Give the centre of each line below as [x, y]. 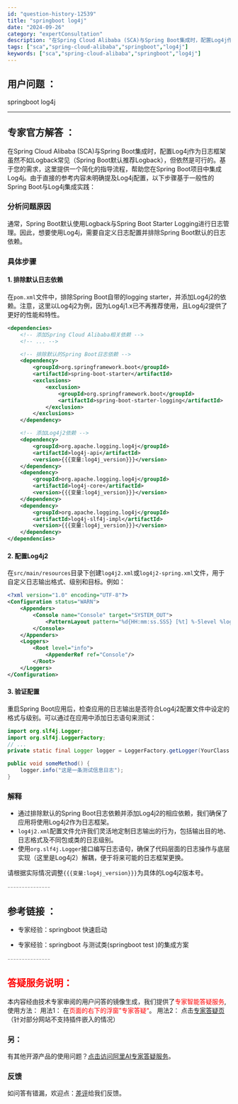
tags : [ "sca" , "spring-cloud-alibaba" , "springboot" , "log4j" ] [98, 47]
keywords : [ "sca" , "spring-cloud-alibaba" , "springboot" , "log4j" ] [104, 54]
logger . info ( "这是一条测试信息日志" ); [72, 771]
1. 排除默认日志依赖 [35, 280]
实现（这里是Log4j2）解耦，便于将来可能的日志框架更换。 [102, 858]
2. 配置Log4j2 [28, 556]
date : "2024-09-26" [36, 27]
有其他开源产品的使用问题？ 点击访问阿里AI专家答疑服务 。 [91, 1056]
